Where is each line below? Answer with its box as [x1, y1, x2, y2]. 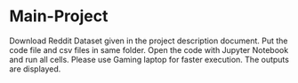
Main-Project [9, 6, 109, 26]
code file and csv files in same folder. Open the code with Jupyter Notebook [9, 44, 289, 55]
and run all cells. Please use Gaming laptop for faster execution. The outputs [9, 54, 289, 64]
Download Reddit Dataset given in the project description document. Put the [9, 35, 288, 46]
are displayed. [9, 64, 61, 74]
